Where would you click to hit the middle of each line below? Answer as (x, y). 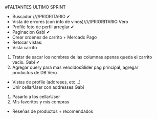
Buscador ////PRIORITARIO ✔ (41, 16)
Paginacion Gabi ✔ (31, 32)
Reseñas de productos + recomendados (53, 111)
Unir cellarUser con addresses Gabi (48, 87)
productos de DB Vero (34, 72)
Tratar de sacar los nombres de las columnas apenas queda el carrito (82, 57)
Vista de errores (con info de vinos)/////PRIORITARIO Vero (70, 22)
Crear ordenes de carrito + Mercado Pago (54, 37)
